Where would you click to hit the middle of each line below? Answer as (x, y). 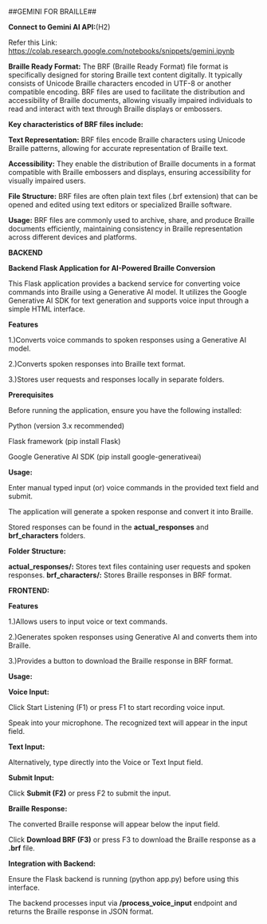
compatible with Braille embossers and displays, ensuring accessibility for (130, 172)
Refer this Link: (33, 42)
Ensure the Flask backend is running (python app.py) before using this (124, 879)
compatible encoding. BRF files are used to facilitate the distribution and (127, 92)
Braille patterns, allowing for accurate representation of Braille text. (118, 148)
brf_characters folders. (47, 535)
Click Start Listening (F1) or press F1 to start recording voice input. (117, 707)
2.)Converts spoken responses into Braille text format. (97, 364)
